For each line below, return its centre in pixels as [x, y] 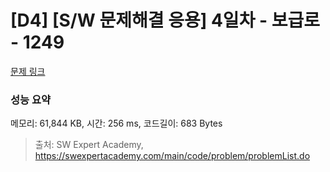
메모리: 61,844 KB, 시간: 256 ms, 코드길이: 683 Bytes [116, 123]
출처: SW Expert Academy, [89, 145]
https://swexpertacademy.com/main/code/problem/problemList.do [172, 156]
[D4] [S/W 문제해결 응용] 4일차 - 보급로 [165, 20]
